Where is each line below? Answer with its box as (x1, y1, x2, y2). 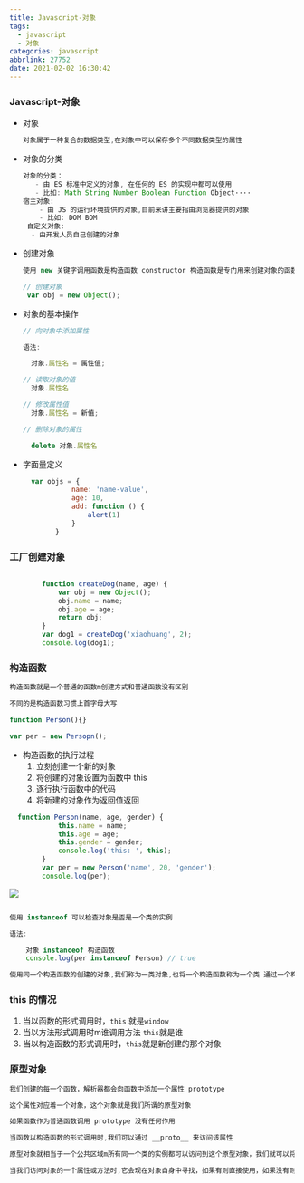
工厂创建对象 (9, 550, 66, 563)
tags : (9, 22, 30, 31)
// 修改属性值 (22, 400, 70, 409)
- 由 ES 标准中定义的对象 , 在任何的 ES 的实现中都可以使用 (34, 179, 233, 188)
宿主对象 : (22, 197, 54, 206)
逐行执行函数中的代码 (35, 783, 116, 793)
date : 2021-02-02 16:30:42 (9, 64, 111, 73)
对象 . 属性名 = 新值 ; (31, 409, 100, 418)
